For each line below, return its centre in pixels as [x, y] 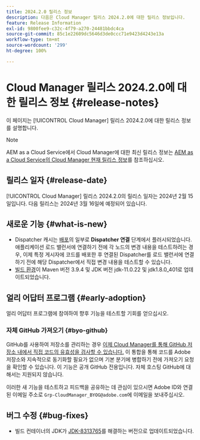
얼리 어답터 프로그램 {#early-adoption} [76, 298]
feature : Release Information [44, 23]
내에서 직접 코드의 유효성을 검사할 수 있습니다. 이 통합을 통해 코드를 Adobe [104, 352]
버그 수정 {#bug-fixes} [47, 415]
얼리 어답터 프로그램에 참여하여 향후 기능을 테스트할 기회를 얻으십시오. [87, 314]
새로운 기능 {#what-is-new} [57, 224]
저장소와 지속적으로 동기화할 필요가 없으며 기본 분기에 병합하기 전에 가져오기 [95, 360]
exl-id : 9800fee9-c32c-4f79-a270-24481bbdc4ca [65, 28]
